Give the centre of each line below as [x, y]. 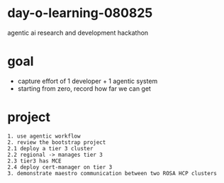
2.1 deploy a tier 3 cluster [50, 148]
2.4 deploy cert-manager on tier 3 [60, 167]
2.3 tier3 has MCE [34, 161]
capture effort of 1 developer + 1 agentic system [88, 81]
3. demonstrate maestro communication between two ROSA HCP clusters [112, 173]
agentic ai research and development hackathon [78, 33]
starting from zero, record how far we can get [84, 88]
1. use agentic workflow [44, 136]
